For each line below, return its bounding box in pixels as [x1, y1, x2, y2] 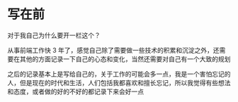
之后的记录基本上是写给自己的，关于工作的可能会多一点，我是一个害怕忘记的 [7, 70, 231, 78]
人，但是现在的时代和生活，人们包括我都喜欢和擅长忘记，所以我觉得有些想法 [7, 78, 231, 87]
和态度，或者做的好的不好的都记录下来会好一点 [7, 87, 144, 96]
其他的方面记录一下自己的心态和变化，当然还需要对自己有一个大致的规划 [19, 54, 231, 63]
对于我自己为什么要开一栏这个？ [7, 31, 101, 39]
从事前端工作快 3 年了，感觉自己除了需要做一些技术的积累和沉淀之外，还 [7, 46, 220, 54]
